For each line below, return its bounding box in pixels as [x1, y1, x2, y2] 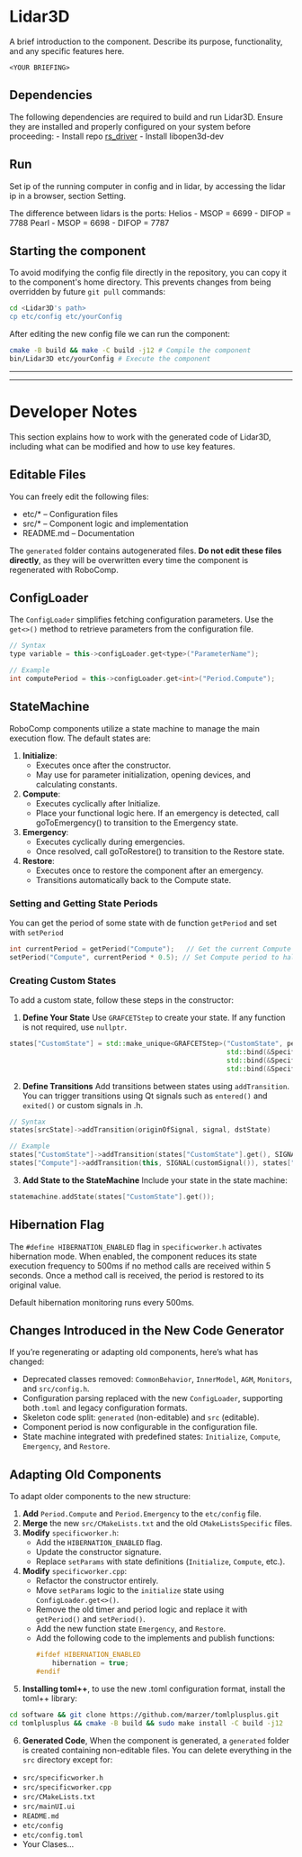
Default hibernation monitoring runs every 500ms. [9, 1297, 195, 1307]
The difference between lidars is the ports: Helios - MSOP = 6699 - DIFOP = [9, 207, 292, 218]
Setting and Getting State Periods [9, 897, 159, 909]
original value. [9, 1279, 62, 1290]
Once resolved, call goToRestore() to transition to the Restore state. [35, 845, 285, 857]
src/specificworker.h [22, 1773, 103, 1782]
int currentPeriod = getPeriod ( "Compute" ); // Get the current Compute [9, 944, 292, 954]
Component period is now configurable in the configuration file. [22, 1422, 258, 1433]
